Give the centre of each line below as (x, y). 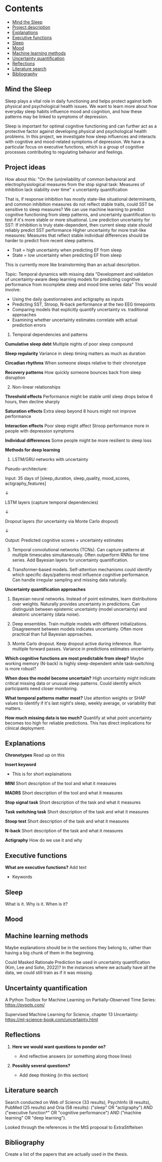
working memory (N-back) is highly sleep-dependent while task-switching (80, 663)
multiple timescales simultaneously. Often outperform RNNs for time (80, 555)
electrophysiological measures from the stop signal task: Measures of (75, 184)
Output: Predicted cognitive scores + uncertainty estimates (64, 540)
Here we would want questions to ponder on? (59, 1047)
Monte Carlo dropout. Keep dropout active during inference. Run (77, 643)
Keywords (22, 877)
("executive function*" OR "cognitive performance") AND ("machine (73, 1112)
